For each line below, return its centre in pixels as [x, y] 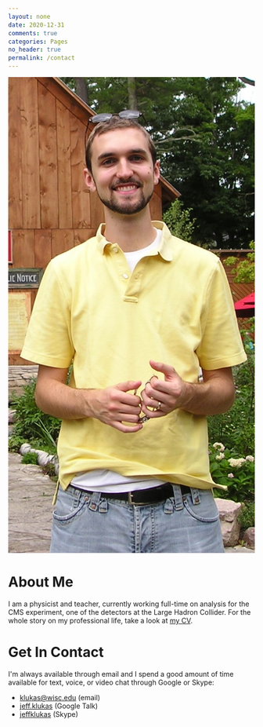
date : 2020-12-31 [36, 25]
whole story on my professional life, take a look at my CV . [101, 621]
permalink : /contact [42, 58]
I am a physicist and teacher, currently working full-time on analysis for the [129, 604]
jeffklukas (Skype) [49, 714]
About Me [41, 582]
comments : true [33, 33]
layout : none [29, 16]
